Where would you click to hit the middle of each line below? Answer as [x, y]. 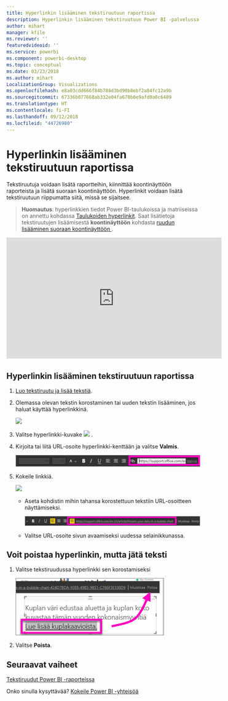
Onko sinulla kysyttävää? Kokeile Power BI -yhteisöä [73, 691]
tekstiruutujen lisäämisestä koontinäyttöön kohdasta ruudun [98, 223]
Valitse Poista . [33, 645]
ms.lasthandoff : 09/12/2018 [42, 117]
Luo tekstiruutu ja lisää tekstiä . [54, 391]
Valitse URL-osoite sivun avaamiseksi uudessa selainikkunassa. [105, 536]
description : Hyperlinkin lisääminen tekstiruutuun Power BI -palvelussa [103, 19]
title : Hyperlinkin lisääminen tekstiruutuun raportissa [81, 13]
